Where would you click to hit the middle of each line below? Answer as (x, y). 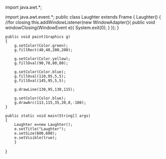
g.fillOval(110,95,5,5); (40, 76)
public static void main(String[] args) (48, 116)
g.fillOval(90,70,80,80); (41, 63)
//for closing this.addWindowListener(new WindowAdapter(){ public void (80, 22)
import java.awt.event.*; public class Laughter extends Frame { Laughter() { (83, 17)
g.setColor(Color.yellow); (42, 59)
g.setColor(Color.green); (41, 46)
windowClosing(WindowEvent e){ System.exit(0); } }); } (62, 28)
